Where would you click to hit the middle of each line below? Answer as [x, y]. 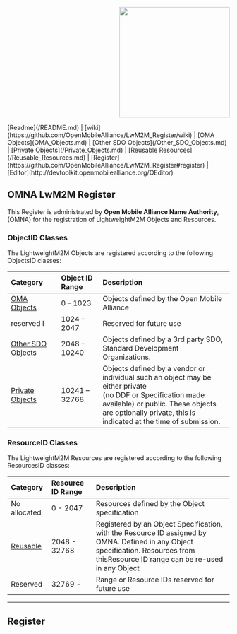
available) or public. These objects [159, 404]
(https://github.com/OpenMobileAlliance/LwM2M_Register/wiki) [100, 135]
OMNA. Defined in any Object [145, 542]
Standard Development [140, 348]
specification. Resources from [145, 551]
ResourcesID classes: [39, 466]
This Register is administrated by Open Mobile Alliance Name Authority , [113, 211]
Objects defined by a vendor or [154, 369]
